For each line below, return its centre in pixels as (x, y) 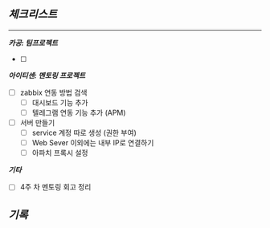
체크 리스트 (33, 14)
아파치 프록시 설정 (60, 153)
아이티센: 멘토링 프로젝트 (47, 75)
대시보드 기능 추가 (60, 102)
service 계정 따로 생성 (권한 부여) (84, 133)
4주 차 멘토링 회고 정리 (55, 187)
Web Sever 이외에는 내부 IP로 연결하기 (93, 143)
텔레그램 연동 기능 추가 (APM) (79, 112)
